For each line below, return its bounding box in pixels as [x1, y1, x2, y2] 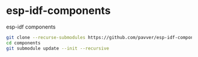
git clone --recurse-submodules [6, 34, 85, 40]
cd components [6, 40, 41, 46]
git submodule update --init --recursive [6, 45, 110, 51]
